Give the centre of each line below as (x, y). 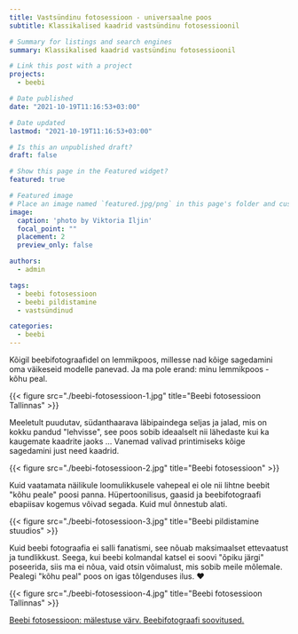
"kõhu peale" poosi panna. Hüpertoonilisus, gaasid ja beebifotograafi (135, 495)
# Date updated (37, 123)
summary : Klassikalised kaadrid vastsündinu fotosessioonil (123, 50)
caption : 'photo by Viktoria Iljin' (85, 220)
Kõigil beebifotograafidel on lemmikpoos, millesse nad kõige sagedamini (141, 360)
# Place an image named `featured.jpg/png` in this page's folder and (142, 204)
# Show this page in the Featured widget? (89, 171)
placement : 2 (41, 237)
